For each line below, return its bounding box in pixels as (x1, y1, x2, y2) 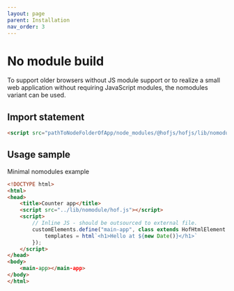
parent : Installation (7, 17, 70, 24)
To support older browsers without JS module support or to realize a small (7, 76, 221, 84)
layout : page (7, 10, 45, 17)
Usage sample (7, 149, 71, 161)
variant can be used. (7, 91, 66, 100)
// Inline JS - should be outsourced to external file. (32, 220, 198, 227)
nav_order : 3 (7, 23, 45, 30)
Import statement (7, 111, 85, 123)
